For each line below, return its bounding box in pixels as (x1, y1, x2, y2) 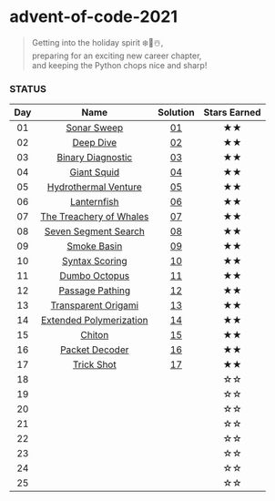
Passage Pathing (58, 284, 131, 297)
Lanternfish (69, 196, 119, 209)
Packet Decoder (60, 343, 129, 356)
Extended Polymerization (40, 314, 148, 327)
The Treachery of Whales (40, 210, 149, 223)
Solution (158, 107, 195, 119)
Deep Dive (72, 137, 117, 149)
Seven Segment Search (44, 225, 146, 238)
